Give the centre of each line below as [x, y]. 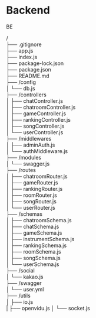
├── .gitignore [24, 44]
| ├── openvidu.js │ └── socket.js [48, 308]
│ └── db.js [21, 88]
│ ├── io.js [20, 301]
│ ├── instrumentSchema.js [40, 239]
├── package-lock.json [35, 63]
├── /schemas [24, 214]
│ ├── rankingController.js [38, 119]
